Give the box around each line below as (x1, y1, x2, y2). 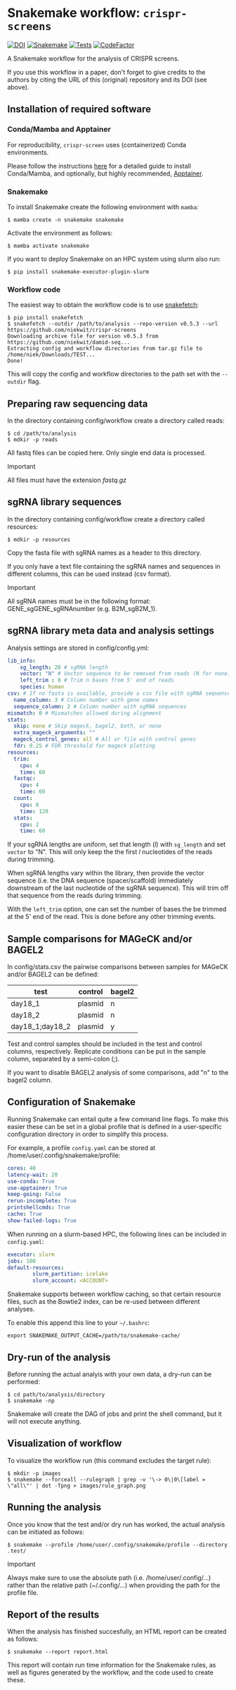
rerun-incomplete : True (7, 1197, 77, 1204)
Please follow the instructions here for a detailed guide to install (7, 161, 192, 170)
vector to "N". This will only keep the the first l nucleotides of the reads (7, 848, 213, 856)
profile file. (7, 1588, 39, 1597)
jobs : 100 (7, 1257, 37, 1264)
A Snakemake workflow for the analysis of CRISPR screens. (7, 54, 180, 63)
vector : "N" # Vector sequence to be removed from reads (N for (20, 670, 212, 677)
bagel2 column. (7, 1076, 53, 1085)
